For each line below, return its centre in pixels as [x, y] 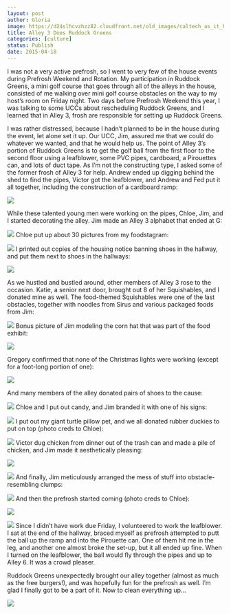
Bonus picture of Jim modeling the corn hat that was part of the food [113, 326]
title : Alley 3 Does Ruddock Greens [59, 33]
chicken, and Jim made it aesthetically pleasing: [75, 450]
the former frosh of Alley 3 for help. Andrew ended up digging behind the [111, 172]
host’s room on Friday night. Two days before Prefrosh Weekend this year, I [113, 100]
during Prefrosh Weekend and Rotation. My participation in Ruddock [104, 78]
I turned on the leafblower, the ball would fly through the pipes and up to [110, 555]
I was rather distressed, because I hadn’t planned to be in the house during [113, 129]
